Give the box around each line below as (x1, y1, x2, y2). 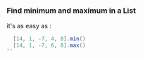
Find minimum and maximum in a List (6, 6, 137, 16)
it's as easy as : (6, 22, 52, 30)
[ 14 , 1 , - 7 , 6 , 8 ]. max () (13, 42, 86, 50)
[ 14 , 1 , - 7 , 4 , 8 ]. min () (13, 35, 86, 42)
